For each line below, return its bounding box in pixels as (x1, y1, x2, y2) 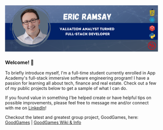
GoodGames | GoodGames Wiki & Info (5, 119, 81, 125)
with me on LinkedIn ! (5, 105, 47, 111)
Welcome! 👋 (5, 59, 34, 66)
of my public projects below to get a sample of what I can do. (5, 85, 128, 91)
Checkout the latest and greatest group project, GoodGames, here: (5, 114, 139, 120)
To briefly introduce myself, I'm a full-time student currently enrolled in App (5, 70, 156, 75)
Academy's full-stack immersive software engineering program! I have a (5, 75, 149, 81)
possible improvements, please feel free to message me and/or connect (5, 100, 149, 105)
